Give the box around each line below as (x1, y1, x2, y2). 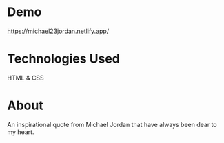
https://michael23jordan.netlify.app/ (7, 27, 109, 35)
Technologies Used (7, 51, 121, 67)
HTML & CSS (7, 74, 45, 82)
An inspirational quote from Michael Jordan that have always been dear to (7, 120, 217, 129)
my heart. (7, 128, 34, 136)
